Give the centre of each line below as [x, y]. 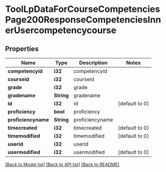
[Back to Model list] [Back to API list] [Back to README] [62, 165]
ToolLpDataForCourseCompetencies [83, 9]
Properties [22, 49]
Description [93, 63]
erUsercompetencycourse [61, 30]
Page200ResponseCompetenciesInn [83, 20]
